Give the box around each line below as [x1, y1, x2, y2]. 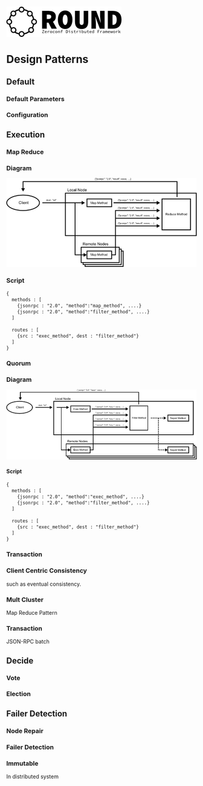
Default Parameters [6, 94, 65, 103]
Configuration [6, 111, 48, 119]
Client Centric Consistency [6, 566, 88, 575]
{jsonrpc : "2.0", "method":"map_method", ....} [17, 303, 142, 309]
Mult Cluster [6, 595, 44, 604]
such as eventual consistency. [6, 580, 82, 588]
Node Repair [6, 727, 43, 735]
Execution [6, 129, 45, 140]
